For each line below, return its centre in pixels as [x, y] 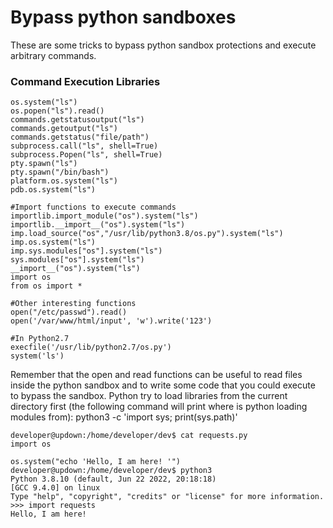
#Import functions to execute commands [93, 207]
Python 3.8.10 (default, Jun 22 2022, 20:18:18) [113, 479]
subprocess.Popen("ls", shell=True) [86, 155]
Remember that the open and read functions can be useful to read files [156, 375]
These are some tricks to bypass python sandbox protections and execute [163, 45]
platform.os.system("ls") [64, 181]
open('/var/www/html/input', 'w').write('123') [111, 321]
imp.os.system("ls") [53, 242]
